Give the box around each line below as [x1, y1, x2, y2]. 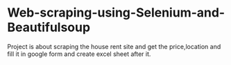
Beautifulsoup [7, 19, 91, 35]
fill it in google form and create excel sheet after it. [7, 50, 151, 58]
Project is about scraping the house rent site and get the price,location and [7, 42, 221, 50]
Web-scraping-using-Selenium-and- [7, 5, 225, 21]
